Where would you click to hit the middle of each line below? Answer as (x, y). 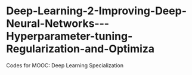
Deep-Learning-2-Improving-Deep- (96, 11)
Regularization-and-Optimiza (80, 49)
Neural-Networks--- (58, 24)
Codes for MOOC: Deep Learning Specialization (65, 65)
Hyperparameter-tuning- (69, 36)
